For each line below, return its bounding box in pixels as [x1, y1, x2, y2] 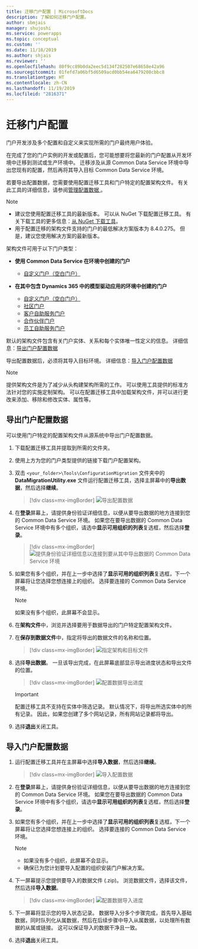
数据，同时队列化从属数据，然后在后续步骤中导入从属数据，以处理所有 [14, 917, 186, 924]
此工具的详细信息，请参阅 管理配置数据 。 [6, 186, 106, 193]
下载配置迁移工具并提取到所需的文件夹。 [14, 444, 113, 451]
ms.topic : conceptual [6, 36, 60, 42]
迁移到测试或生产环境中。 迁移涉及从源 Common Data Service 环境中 [16, 159, 184, 166]
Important [14, 690, 39, 697]
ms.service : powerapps [6, 31, 62, 37]
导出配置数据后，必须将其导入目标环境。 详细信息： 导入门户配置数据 [6, 357, 173, 364]
